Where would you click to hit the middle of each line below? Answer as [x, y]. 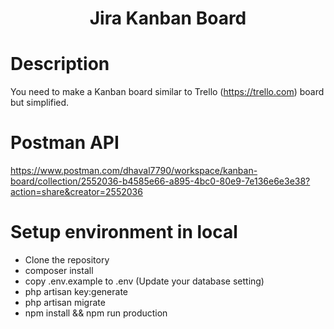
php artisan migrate [65, 302]
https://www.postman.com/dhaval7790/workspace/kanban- [134, 171]
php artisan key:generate [76, 291]
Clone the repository [67, 260]
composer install [59, 270]
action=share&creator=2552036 [76, 192]
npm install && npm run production [96, 313]
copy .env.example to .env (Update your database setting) [144, 281]
